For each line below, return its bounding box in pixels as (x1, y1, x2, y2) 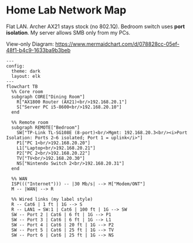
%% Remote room (11, 119, 49, 125)
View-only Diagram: (6, 40, 55, 47)
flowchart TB (6, 83, 38, 90)
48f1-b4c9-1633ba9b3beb (6, 46, 71, 53)
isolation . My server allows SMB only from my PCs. (6, 29, 131, 36)
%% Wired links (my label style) (11, 196, 93, 202)
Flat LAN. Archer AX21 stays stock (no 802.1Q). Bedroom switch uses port (6, 23, 185, 30)
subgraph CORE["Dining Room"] (11, 94, 85, 100)
